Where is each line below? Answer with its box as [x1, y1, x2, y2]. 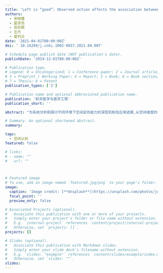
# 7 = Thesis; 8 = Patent [5, 79, 57, 84]
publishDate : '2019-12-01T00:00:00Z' [5, 56, 81, 61]
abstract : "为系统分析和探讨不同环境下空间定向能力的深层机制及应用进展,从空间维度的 [5, 110, 158, 114]
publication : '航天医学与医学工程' [5, 96, 70, 101]
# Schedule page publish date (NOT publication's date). [5, 52, 123, 57]
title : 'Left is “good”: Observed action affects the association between [5, 7, 160, 12]
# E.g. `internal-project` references [5, 221, 88, 225]
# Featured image [5, 176, 40, 181]
